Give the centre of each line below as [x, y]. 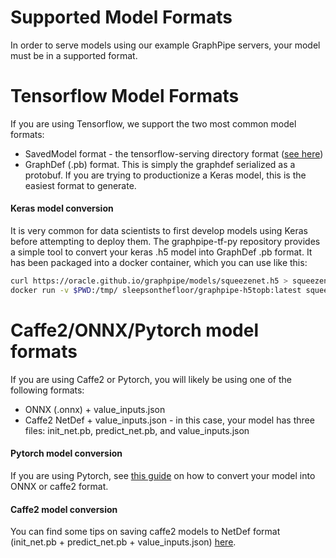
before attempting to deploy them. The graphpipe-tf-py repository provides [165, 242]
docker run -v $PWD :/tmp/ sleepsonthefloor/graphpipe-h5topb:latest [156, 290]
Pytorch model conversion [66, 453]
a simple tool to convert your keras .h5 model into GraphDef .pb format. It [161, 252]
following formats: [47, 390]
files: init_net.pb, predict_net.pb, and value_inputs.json [137, 430]
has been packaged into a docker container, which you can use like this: [159, 263]
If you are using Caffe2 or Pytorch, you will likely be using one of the [151, 379]
